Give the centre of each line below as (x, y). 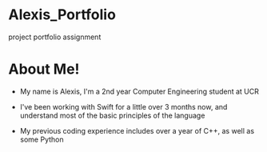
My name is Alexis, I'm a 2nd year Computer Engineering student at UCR (139, 91)
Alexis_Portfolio (62, 15)
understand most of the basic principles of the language (112, 115)
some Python (42, 139)
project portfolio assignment (55, 37)
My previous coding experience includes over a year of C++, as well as (137, 130)
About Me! (44, 69)
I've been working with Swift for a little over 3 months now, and (124, 106)
